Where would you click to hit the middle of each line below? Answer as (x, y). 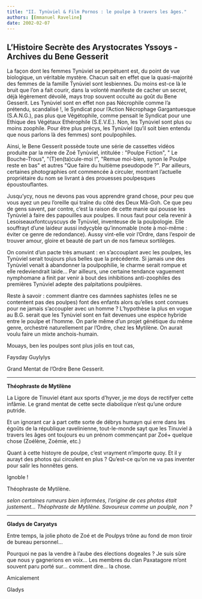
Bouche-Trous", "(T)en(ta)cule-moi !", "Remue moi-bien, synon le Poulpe (97, 159)
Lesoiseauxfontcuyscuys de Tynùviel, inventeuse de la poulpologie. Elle (96, 222)
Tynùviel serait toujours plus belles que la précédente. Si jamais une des (96, 259)
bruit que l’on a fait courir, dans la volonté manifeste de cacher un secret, (97, 90)
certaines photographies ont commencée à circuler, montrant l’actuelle (94, 172)
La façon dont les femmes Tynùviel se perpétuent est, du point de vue (94, 71)
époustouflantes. (28, 185)
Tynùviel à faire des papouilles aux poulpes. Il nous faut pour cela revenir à (99, 215)
